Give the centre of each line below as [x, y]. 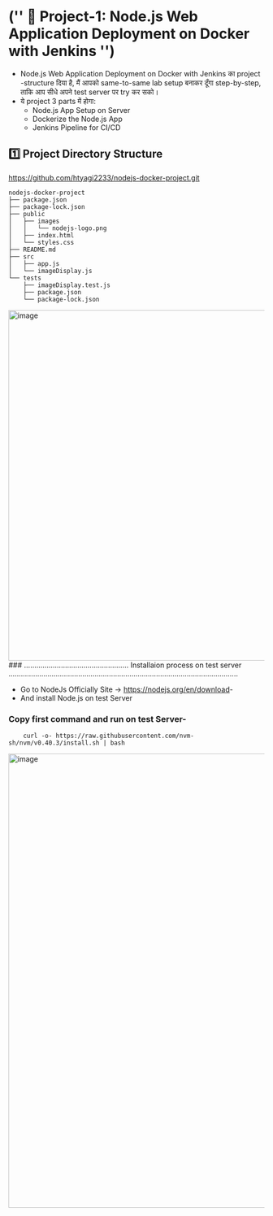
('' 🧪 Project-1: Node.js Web [103, 17]
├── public [27, 214]
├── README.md [32, 250]
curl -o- [38, 736]
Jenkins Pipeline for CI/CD [76, 127]
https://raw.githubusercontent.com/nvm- [125, 736]
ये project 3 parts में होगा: [58, 101]
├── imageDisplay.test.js [67, 285]
